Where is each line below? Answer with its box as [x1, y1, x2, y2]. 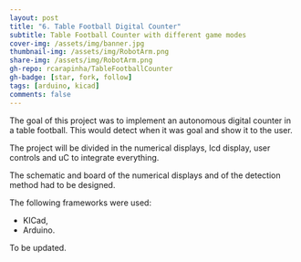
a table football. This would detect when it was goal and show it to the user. [9, 124, 294, 135]
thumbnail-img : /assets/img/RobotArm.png [9, 47, 170, 57]
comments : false [9, 89, 71, 99]
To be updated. [9, 242, 67, 253]
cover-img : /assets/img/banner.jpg [9, 38, 145, 48]
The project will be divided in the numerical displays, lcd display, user [9, 142, 271, 153]
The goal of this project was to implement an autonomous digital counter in [9, 115, 292, 126]
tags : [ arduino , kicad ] [9, 81, 100, 90]
